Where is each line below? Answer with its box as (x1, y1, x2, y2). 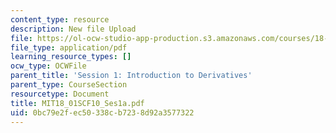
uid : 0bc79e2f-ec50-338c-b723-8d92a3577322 (10, 107, 195, 118)
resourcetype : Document (10, 89, 110, 99)
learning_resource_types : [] (10, 52, 132, 62)
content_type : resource (10, 14, 110, 25)
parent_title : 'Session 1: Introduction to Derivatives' (10, 71, 253, 81)
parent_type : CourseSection (10, 80, 128, 90)
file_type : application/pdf (10, 42, 128, 53)
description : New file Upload (10, 24, 137, 34)
